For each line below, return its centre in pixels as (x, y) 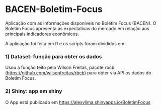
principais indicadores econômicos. (42, 34)
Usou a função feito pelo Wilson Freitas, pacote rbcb (60, 68)
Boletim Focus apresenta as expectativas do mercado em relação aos (77, 28)
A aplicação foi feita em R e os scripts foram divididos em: (65, 43)
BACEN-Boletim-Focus (54, 9)
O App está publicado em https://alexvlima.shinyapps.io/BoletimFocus (78, 102)
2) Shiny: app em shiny (34, 91)
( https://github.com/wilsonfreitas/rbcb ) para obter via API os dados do (78, 73)
